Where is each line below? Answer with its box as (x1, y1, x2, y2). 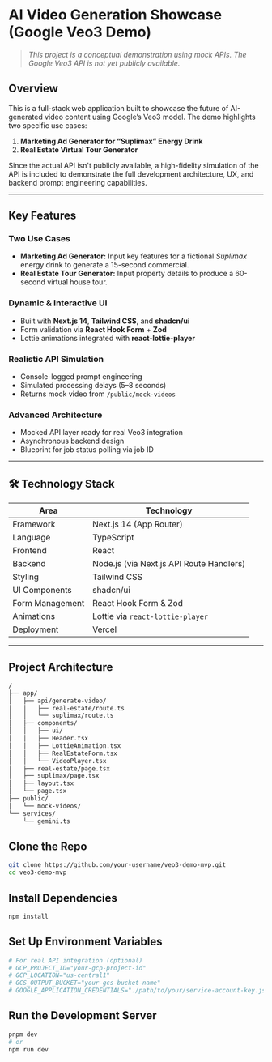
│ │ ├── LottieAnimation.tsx (8, 741, 121, 750)
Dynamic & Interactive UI (8, 297, 108, 309)
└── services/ (8, 809, 57, 817)
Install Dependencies (8, 891, 117, 905)
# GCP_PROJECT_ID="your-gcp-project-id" (8, 964, 147, 972)
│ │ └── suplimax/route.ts (8, 711, 114, 720)
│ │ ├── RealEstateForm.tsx (8, 749, 117, 757)
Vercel (92, 624, 117, 635)
